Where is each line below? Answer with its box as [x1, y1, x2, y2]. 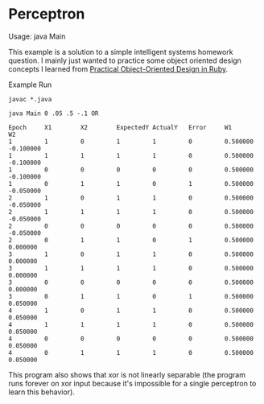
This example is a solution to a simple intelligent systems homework [8, 47, 233, 56]
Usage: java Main [8, 31, 66, 41]
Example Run [8, 80, 52, 89]
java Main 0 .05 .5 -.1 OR [8, 109, 99, 117]
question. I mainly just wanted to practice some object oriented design [8, 56, 241, 65]
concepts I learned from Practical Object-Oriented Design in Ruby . [8, 64, 228, 73]
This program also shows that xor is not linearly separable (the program [8, 369, 245, 379]
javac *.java [8, 95, 52, 103]
